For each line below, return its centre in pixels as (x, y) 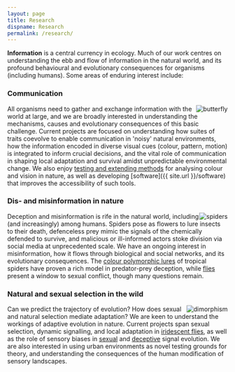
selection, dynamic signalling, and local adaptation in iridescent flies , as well (117, 331)
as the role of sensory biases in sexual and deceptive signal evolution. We (114, 339)
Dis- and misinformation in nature (66, 201)
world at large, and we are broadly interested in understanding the (102, 116)
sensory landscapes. (37, 362)
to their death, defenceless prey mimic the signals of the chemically (105, 231)
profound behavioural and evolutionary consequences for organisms (106, 68)
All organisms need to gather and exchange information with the (100, 108)
